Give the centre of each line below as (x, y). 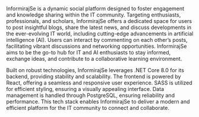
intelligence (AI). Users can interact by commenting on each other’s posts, (97, 40)
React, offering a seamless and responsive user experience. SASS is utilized (99, 83)
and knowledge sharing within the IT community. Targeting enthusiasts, (94, 15)
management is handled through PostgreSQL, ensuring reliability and (91, 95)
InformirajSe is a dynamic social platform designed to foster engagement (95, 9)
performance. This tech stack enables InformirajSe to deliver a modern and (98, 102)
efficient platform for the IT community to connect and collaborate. (88, 108)
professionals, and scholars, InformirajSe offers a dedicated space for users (99, 21)
